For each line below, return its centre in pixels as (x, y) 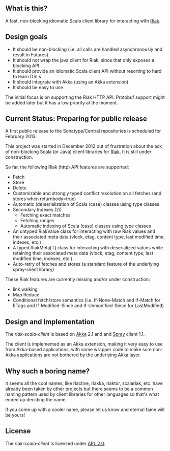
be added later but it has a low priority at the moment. (62, 102)
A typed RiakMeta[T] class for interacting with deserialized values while (88, 248)
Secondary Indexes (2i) (37, 210)
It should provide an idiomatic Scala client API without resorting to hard (87, 71)
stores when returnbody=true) (44, 199)
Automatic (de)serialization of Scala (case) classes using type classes (86, 204)
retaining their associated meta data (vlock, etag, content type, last (83, 253)
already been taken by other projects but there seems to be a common (79, 389)
